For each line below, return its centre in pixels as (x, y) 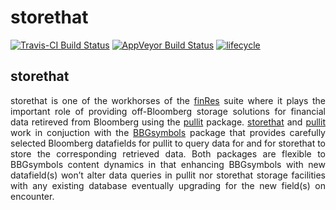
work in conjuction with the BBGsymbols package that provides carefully (168, 132)
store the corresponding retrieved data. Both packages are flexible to (168, 153)
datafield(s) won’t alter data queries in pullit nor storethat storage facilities (168, 175)
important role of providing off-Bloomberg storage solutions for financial (168, 111)
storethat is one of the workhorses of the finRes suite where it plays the (168, 100)
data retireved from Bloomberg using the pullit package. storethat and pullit (168, 122)
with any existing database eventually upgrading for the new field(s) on (168, 185)
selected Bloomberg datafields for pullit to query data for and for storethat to (168, 143)
